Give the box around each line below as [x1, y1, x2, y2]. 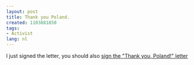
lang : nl [6, 36, 28, 42]
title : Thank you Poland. [6, 14, 70, 20]
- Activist [6, 31, 33, 37]
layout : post [6, 8, 38, 15]
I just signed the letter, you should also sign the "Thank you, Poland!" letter [6, 53, 188, 59]
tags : [6, 25, 20, 31]
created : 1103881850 [6, 19, 57, 25]
